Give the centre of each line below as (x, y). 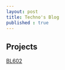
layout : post (22, 12)
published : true (27, 23)
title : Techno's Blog (33, 17)
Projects (22, 47)
